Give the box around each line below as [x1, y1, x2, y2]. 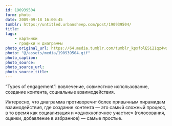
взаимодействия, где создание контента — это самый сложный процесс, [5, 104, 166, 110]
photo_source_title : [5, 70, 50, 75]
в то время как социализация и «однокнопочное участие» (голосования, [5, 110, 165, 116]
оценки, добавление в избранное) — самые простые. [5, 115, 123, 121]
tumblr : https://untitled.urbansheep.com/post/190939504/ [5, 22, 132, 27]
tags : [5, 31, 17, 36]
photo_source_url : [5, 65, 45, 70]
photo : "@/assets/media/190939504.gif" [5, 50, 91, 55]
